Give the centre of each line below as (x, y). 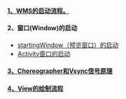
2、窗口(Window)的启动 (42, 28)
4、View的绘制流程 (35, 88)
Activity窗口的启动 (44, 53)
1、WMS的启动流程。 (38, 11)
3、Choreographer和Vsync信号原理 (60, 71)
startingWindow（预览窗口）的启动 (68, 45)
